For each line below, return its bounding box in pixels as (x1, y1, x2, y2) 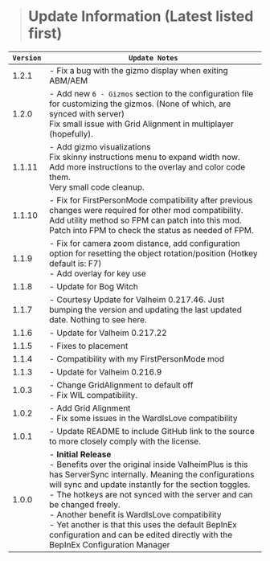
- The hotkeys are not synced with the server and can (49, 489, 253, 500)
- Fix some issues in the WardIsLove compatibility (49, 412, 238, 424)
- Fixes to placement (49, 340, 129, 351)
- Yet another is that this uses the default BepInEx (49, 518, 237, 530)
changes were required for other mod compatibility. (49, 204, 243, 215)
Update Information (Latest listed (27, 7, 254, 26)
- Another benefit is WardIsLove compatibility (49, 509, 222, 520)
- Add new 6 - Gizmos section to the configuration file (49, 88, 254, 99)
